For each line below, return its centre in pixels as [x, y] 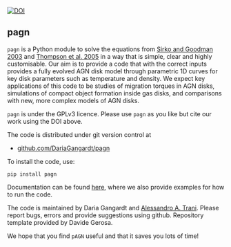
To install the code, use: [41, 161]
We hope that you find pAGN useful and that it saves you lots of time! [103, 236]
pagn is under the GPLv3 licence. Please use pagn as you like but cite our [110, 113]
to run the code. [30, 194]
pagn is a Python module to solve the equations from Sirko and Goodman [110, 49]
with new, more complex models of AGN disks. [73, 100]
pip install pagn [32, 174]
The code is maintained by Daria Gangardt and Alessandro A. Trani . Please [113, 208]
